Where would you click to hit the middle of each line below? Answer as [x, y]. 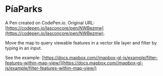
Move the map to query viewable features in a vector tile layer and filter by [81, 42]
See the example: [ [24, 57]
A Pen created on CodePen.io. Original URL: [50, 23]
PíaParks [24, 9]
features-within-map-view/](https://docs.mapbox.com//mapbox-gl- [74, 63]
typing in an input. [24, 48]
